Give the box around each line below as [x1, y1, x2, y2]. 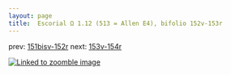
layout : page [8, 11, 53, 20]
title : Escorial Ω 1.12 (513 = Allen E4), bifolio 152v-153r [8, 19, 223, 27]
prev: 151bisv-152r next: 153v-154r [8, 41, 122, 51]
